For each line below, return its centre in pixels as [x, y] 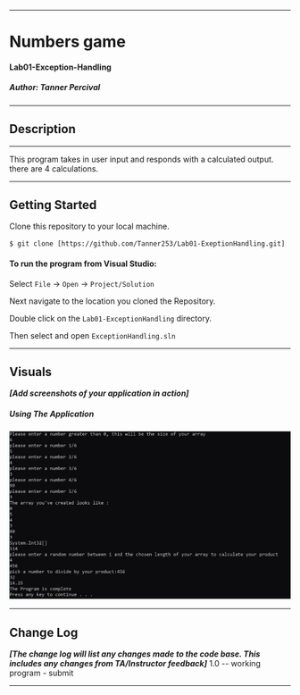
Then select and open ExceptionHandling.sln [92, 335]
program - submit [42, 673]
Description [42, 129]
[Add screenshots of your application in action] [99, 393]
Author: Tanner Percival [55, 88]
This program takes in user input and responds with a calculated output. [142, 159]
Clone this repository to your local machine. [89, 226]
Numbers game [68, 42]
